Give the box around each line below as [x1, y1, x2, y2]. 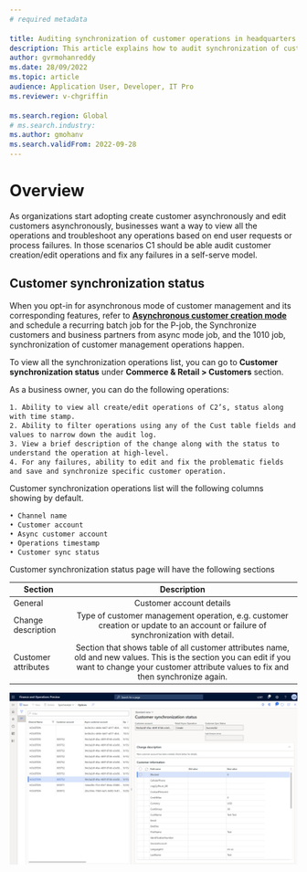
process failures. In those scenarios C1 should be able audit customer [9, 239, 271, 250]
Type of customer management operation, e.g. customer [76, 610, 290, 621]
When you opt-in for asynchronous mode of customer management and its [9, 299, 291, 310]
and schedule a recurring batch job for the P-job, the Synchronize [9, 320, 258, 331]
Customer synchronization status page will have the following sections [9, 563, 276, 574]
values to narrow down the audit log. [9, 430, 157, 439]
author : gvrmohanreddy [9, 53, 96, 63]
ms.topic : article [9, 73, 79, 82]
